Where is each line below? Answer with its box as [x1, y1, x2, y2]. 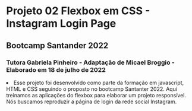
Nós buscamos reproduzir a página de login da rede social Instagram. [6, 98, 177, 105]
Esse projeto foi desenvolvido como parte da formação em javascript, [14, 79, 184, 86]
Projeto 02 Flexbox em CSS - [6, 4, 150, 18]
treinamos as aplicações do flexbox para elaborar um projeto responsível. [6, 91, 186, 99]
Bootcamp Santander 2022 [6, 40, 109, 50]
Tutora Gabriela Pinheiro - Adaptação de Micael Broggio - [6, 58, 175, 66]
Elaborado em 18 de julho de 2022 [6, 65, 106, 74]
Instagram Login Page [6, 17, 117, 30]
